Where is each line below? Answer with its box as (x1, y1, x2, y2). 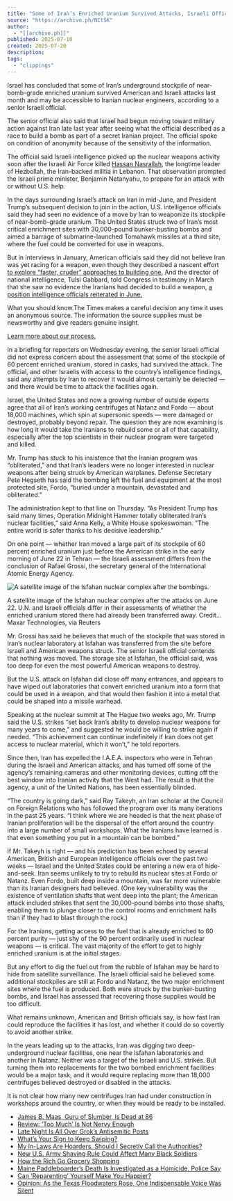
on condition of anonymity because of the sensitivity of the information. (7, 138, 212, 147)
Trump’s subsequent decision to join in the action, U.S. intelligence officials (7, 202, 221, 211)
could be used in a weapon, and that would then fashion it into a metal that (7, 689, 221, 698)
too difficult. (7, 999, 42, 1008)
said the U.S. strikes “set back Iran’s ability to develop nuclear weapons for (7, 718, 221, 726)
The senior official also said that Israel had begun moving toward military (7, 116, 215, 125)
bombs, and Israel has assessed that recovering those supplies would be (7, 992, 216, 1000)
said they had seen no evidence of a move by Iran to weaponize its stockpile (7, 210, 225, 218)
